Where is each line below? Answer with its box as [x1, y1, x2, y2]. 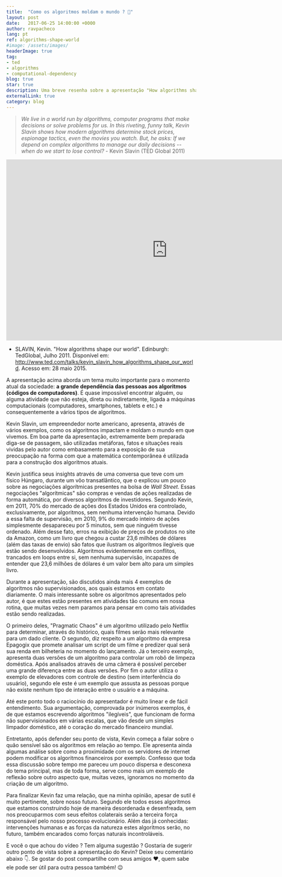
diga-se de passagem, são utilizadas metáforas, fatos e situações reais [6, 439, 183, 447]
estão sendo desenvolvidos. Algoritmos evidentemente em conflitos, [6, 547, 177, 554]
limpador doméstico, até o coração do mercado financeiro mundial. [6, 723, 174, 730]
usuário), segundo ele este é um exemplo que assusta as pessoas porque [6, 680, 189, 687]
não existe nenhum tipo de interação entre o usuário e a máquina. [6, 686, 169, 693]
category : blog [6, 98, 45, 104]
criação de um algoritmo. [6, 780, 69, 787]
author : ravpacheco [6, 25, 55, 32]
